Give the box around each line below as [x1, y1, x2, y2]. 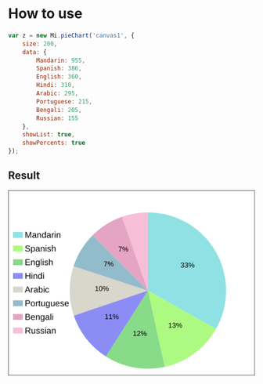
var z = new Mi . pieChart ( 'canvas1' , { [8, 31, 135, 39]
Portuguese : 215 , [36, 97, 92, 106]
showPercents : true [22, 139, 86, 147]
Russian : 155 [36, 114, 79, 122]
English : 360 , [36, 73, 82, 81]
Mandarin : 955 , [36, 56, 86, 64]
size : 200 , [22, 40, 58, 48]
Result [8, 169, 41, 183]
